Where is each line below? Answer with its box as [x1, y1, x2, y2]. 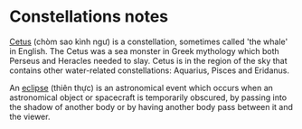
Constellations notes [9, 6, 169, 27]
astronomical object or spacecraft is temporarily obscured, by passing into [9, 92, 288, 103]
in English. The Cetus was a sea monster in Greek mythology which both [9, 45, 280, 56]
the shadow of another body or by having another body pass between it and [9, 101, 294, 112]
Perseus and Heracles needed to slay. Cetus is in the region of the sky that [9, 55, 288, 66]
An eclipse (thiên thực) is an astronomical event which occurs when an [9, 82, 274, 93]
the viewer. [9, 111, 51, 122]
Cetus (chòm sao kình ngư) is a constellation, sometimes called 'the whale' [9, 36, 288, 47]
